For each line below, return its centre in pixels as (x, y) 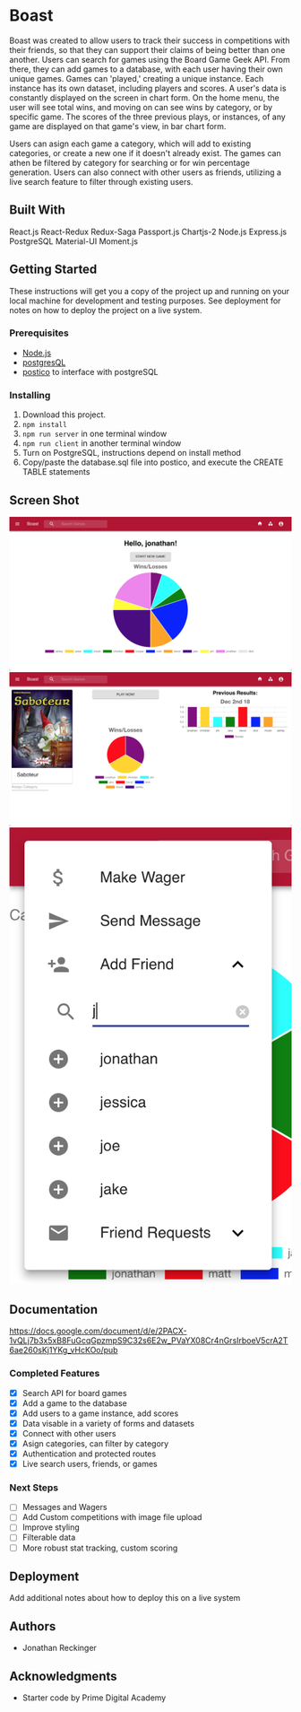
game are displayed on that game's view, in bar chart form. (118, 126)
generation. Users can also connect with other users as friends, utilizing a (146, 172)
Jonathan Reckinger (59, 1648)
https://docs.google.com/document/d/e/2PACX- (98, 1331)
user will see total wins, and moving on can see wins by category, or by (141, 107)
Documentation (54, 1310)
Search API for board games (74, 1393)
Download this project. (64, 415)
